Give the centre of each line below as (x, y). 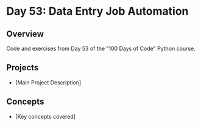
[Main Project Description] (48, 82)
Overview (25, 34)
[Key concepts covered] (45, 116)
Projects (23, 68)
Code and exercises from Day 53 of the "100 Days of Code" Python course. (101, 48)
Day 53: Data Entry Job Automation (97, 11)
